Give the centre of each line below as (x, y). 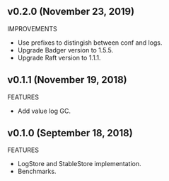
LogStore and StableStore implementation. (79, 164)
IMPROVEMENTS (33, 28)
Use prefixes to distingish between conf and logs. (90, 43)
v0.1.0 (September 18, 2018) (70, 133)
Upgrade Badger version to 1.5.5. (65, 50)
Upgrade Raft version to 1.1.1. (59, 57)
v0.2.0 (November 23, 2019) (71, 12)
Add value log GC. (44, 111)
